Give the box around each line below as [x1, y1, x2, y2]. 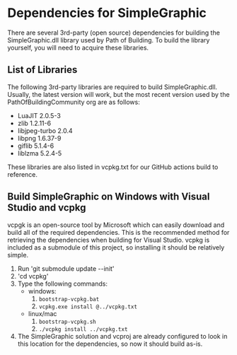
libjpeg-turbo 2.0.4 [17, 126, 73, 135]
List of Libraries [7, 64, 78, 76]
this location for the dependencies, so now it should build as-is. [17, 339, 203, 348]
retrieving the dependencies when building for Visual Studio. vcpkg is [7, 235, 210, 244]
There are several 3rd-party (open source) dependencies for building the [7, 28, 221, 37]
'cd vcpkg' [17, 272, 49, 280]
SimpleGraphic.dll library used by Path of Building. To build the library [7, 35, 210, 44]
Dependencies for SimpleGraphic [7, 5, 207, 21]
